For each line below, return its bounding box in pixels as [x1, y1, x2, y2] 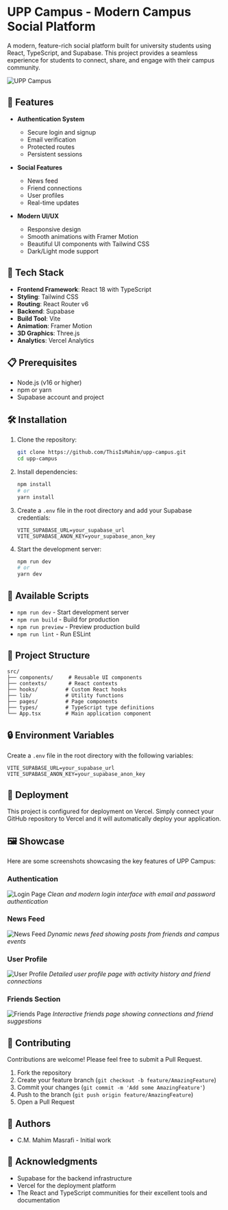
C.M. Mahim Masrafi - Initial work [16, 1136, 112, 1144]
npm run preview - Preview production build [16, 623, 140, 630]
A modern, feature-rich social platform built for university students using [7, 41, 212, 49]
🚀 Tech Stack [7, 267, 64, 279]
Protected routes [27, 142, 75, 151]
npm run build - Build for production [16, 615, 120, 624]
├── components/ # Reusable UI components [7, 674, 142, 681]
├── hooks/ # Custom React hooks [7, 686, 127, 693]
